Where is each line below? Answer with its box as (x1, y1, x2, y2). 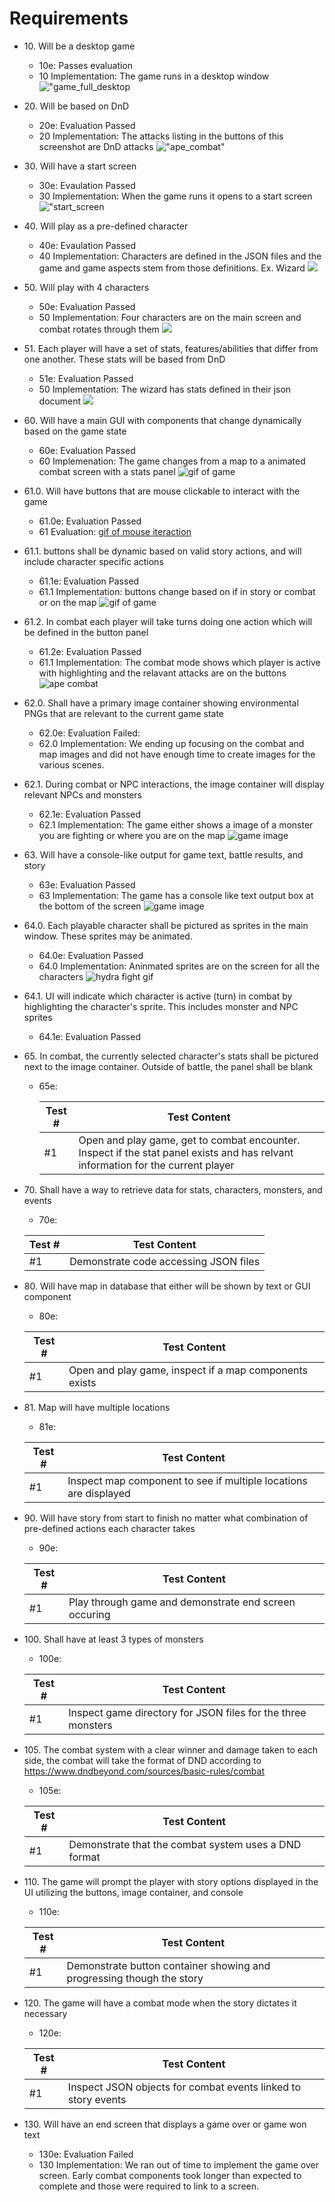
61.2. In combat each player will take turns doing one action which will (23, 615, 313, 627)
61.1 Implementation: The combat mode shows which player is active (38, 656, 321, 668)
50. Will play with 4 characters (23, 281, 150, 293)
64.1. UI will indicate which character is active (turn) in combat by (23, 990, 293, 1002)
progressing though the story (66, 1971, 204, 1985)
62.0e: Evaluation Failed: (38, 727, 141, 739)
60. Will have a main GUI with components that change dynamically (23, 414, 302, 426)
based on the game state (23, 425, 127, 437)
